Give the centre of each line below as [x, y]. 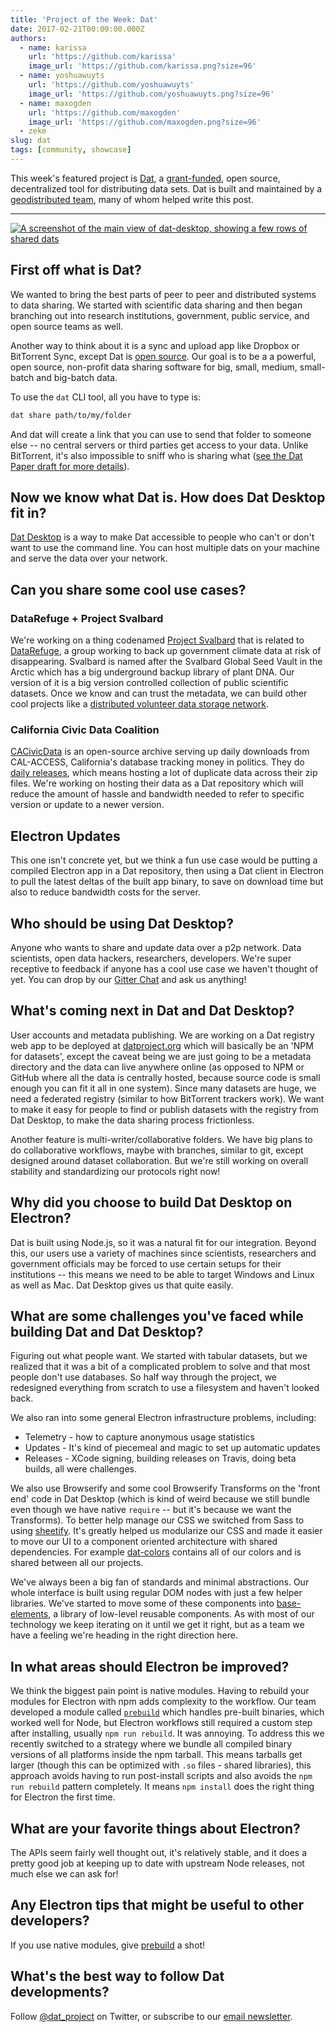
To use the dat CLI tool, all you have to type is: [106, 397]
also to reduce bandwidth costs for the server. [105, 892]
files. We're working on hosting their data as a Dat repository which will [157, 783]
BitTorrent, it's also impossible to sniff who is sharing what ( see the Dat [156, 455]
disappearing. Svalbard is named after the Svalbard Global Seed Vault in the [166, 662]
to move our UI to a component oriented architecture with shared [144, 1542]
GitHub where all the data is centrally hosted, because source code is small [165, 1077]
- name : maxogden [55, 103]
